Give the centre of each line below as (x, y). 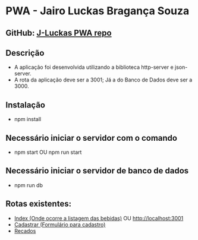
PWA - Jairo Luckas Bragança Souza (98, 11)
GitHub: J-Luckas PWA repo (59, 33)
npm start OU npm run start (48, 152)
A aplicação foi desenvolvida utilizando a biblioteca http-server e (94, 67)
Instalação (26, 105)
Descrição (25, 53)
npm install (28, 119)
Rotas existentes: (39, 204)
